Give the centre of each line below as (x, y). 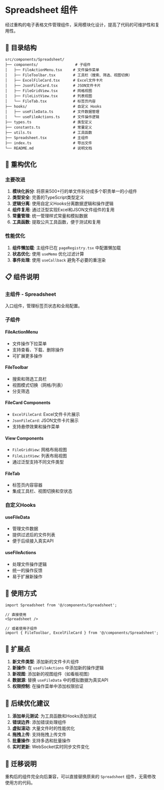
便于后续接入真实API (33, 541)
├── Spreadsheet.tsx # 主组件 (47, 138)
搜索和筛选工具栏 (29, 379)
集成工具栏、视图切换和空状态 (42, 491)
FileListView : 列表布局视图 (39, 456)
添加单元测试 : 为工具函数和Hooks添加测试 (54, 716)
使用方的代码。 (20, 783)
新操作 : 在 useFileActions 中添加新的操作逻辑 (58, 668)
